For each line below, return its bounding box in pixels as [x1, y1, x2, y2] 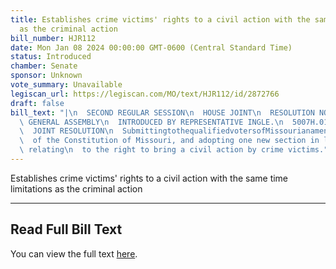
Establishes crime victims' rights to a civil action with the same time [10, 172, 289, 184]
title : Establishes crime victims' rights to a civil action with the [10, 14, 311, 25]
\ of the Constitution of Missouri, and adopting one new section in [19, 136, 320, 146]
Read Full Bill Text [10, 221, 123, 238]
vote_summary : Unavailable [10, 80, 123, 90]
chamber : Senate [10, 61, 78, 71]
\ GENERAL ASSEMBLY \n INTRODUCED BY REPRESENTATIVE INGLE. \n [19, 117, 284, 127]
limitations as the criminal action [10, 182, 143, 195]
